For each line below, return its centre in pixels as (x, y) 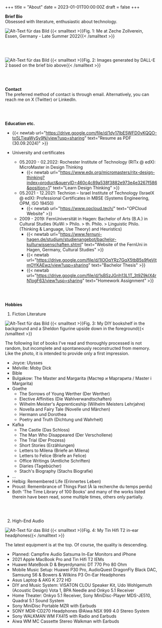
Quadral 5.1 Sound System (38, 601)
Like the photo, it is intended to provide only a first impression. (67, 353)
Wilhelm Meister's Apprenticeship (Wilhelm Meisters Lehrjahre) (82, 404)
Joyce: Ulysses (27, 363)
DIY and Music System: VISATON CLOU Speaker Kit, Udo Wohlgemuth (82, 585)
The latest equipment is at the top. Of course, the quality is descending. (76, 545)
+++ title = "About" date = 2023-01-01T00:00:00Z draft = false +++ (72, 7)
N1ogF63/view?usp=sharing (54, 281)
